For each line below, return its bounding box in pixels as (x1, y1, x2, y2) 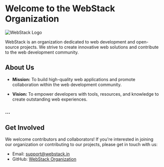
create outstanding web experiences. (12, 96, 88, 102)
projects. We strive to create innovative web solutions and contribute (20, 44, 159, 50)
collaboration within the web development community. (12, 82, 122, 87)
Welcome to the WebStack (5, 3, 115, 14)
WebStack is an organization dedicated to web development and (5, 39, 136, 44)
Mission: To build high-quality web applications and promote (12, 76, 136, 82)
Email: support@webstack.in (12, 151, 70, 157)
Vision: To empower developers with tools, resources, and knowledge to (12, 91, 159, 97)
